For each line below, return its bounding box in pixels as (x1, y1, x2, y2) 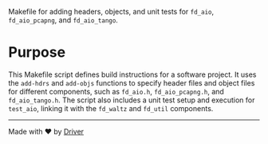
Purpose (8, 43, 66, 62)
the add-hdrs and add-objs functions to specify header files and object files (8, 78, 255, 87)
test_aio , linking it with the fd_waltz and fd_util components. (8, 103, 214, 113)
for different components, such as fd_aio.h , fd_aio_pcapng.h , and (8, 86, 225, 96)
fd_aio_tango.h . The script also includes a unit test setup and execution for (8, 95, 255, 105)
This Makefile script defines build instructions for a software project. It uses (8, 70, 257, 79)
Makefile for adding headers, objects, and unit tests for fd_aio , (8, 7, 215, 16)
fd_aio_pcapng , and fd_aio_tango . (8, 15, 118, 25)
